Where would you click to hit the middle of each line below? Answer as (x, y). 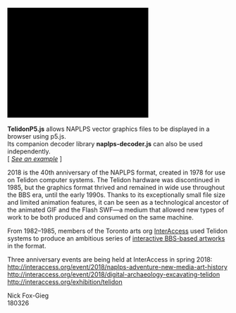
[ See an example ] (35, 159)
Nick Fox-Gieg (28, 295)
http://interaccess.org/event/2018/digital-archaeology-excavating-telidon (114, 274)
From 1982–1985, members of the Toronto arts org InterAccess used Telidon (117, 231)
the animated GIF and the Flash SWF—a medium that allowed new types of (116, 210)
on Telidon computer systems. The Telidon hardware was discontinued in (114, 180)
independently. (29, 151)
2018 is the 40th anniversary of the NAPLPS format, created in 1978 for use (116, 172)
